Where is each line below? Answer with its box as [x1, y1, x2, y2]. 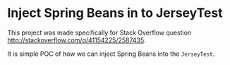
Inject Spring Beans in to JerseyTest [7, 5, 224, 21]
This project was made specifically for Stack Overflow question [7, 28, 192, 37]
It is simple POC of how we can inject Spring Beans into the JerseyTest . [7, 49, 215, 58]
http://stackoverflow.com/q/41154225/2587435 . [7, 35, 146, 44]
